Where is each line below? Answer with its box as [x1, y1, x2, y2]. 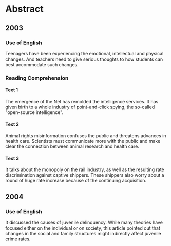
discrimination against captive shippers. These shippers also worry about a [5, 172, 164, 178]
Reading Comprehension [5, 74, 69, 81]
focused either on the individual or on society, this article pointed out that [5, 225, 161, 231]
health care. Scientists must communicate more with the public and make [5, 138, 161, 144]
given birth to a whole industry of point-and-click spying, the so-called [5, 104, 155, 110]
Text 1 [5, 87, 18, 93]
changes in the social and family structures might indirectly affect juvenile [5, 231, 161, 237]
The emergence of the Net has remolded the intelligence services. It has [5, 99, 159, 104]
